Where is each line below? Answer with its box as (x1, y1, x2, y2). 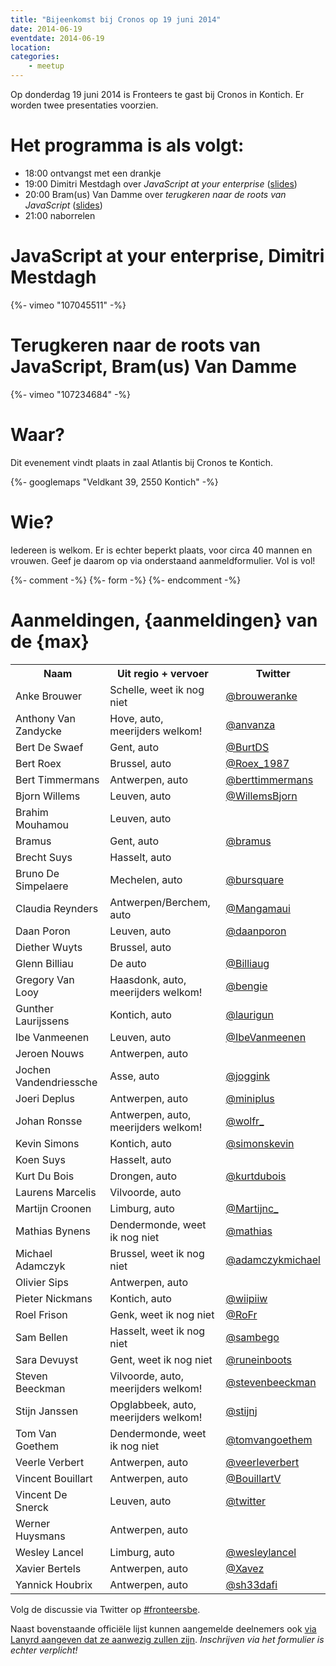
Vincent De (15, 1487, 68, 1501)
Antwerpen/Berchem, (109, 895, 211, 909)
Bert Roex (15, 756, 62, 770)
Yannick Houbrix (15, 1577, 93, 1591)
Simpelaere (15, 879, 69, 893)
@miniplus (225, 1091, 275, 1105)
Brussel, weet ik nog (109, 1246, 205, 1260)
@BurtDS (225, 740, 270, 754)
